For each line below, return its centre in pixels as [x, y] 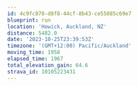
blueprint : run [29, 20]
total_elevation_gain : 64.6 [48, 65]
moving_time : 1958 [34, 53]
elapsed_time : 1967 [35, 59]
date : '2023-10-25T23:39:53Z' [51, 40]
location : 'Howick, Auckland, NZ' [57, 26]
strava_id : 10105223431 [42, 71]
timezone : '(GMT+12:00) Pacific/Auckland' [69, 46]
